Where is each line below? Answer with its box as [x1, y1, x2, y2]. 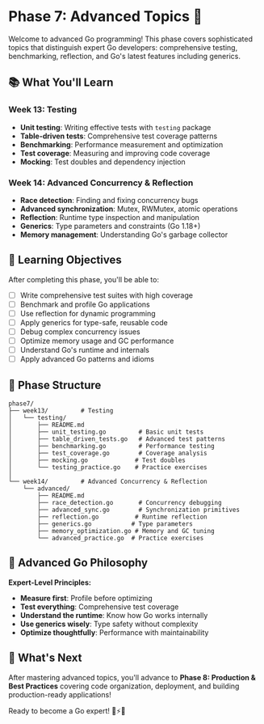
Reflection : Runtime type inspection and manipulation [19, 212, 200, 222]
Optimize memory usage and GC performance [19, 336, 174, 346]
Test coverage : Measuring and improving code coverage [19, 148, 211, 158]
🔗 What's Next [8, 651, 82, 665]
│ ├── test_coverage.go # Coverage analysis [8, 449, 207, 458]
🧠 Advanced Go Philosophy [8, 556, 148, 569]
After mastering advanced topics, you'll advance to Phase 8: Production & [8, 672, 256, 682]
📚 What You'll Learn [8, 76, 114, 90]
